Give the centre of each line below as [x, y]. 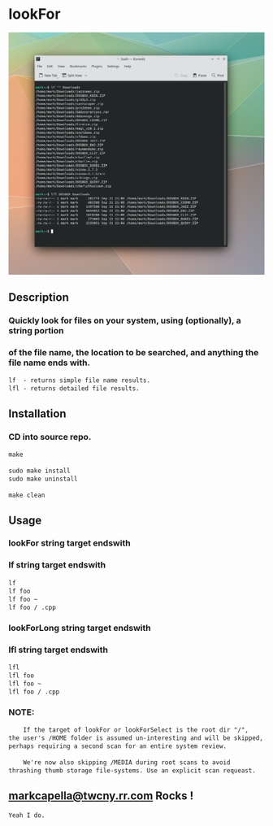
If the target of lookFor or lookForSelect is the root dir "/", [136, 730]
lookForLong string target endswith [80, 628]
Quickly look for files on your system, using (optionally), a [125, 320]
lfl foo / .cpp [34, 692]
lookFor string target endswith [70, 543]
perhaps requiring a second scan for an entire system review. [118, 746]
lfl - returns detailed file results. [74, 389]
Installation [37, 413]
